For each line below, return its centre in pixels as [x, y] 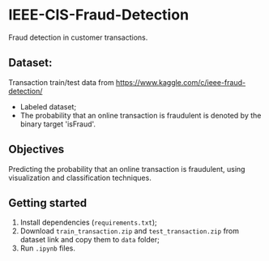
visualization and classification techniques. [80, 178]
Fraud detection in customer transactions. [78, 37]
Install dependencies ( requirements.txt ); [89, 222]
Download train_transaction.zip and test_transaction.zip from [130, 231]
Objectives [36, 150]
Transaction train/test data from [62, 82]
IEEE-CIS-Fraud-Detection [98, 15]
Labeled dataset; [48, 106]
